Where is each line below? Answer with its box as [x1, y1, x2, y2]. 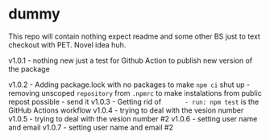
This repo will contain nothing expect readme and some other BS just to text [8, 31, 260, 41]
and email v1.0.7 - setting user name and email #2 [8, 122, 173, 132]
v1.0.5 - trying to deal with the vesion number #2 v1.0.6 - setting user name [8, 113, 258, 123]
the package [8, 64, 50, 73]
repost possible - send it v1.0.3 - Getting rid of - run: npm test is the [8, 97, 260, 106]
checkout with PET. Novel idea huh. [8, 39, 127, 49]
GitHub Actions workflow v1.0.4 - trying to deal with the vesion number [8, 105, 244, 115]
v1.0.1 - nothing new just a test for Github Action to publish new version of [8, 56, 252, 65]
